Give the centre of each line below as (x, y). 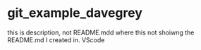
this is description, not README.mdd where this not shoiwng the (101, 32)
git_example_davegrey (75, 13)
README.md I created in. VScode (56, 39)
